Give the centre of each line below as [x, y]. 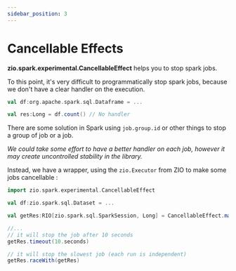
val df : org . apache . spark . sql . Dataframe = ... [75, 102]
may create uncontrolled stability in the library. [75, 157]
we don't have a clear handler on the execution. [76, 89]
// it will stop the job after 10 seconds [70, 235]
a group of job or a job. [40, 135]
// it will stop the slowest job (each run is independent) [97, 254]
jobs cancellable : [33, 178]
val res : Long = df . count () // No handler [69, 114]
